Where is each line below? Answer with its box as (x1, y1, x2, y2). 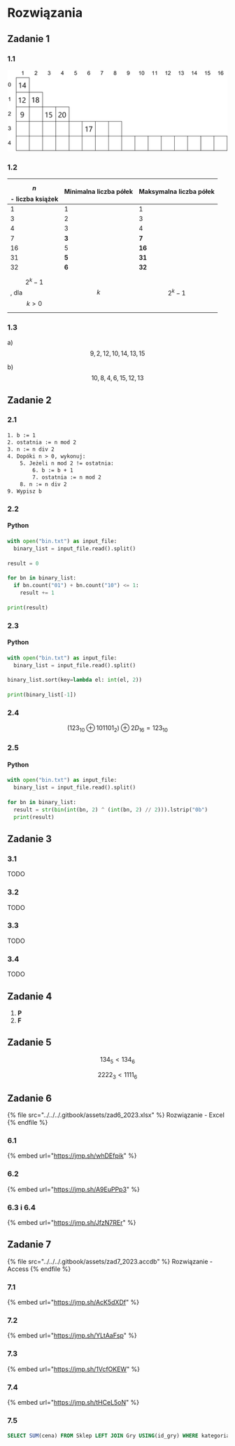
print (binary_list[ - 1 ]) (7, 692, 77, 699)
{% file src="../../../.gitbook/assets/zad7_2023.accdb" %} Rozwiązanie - (7, 1257, 213, 1265)
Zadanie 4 (7, 990, 52, 1002)
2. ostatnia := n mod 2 (7, 439, 77, 446)
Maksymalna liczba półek (138, 188, 215, 196)
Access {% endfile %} (7, 1265, 71, 1273)
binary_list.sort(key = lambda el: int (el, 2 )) (7, 677, 142, 684)
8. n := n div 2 (20, 481, 68, 488)
